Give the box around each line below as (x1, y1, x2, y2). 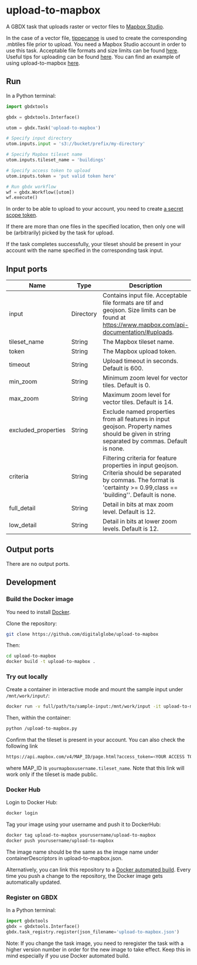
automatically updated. (6, 878, 62, 886)
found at (102, 313, 126, 321)
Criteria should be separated (102, 469, 182, 477)
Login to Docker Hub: (6, 799, 57, 806)
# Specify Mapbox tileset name (6, 151, 83, 158)
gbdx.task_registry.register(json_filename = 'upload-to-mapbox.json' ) (6, 929, 180, 935)
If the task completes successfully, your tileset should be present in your (6, 241, 182, 248)
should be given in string (102, 430, 171, 438)
